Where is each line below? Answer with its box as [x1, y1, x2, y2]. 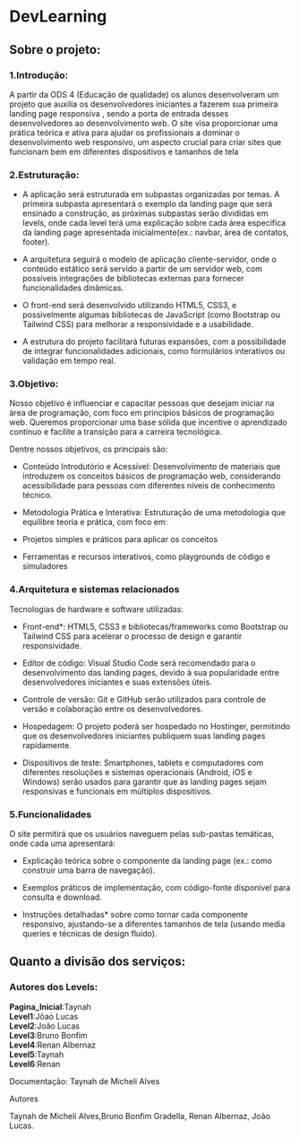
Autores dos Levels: [9, 981, 98, 994]
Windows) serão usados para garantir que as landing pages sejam [21, 776, 267, 787]
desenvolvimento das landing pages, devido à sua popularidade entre [21, 667, 280, 677]
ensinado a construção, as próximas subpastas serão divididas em [21, 208, 269, 219]
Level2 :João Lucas [9, 1020, 81, 1031]
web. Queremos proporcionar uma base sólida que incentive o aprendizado [9, 417, 288, 427]
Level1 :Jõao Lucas [9, 1011, 79, 1022]
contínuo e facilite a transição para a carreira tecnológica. [9, 427, 222, 437]
